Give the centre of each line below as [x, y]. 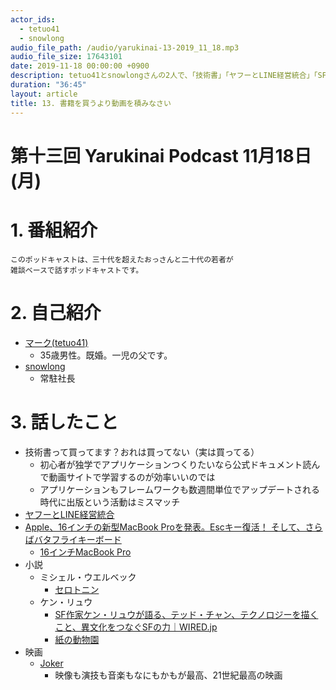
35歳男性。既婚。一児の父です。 [106, 355]
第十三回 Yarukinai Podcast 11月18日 [161, 155]
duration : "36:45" [48, 85]
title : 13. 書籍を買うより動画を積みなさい [91, 103]
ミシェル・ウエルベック [88, 577]
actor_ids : [33, 19]
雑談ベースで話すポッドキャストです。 [77, 270]
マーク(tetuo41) [56, 342]
